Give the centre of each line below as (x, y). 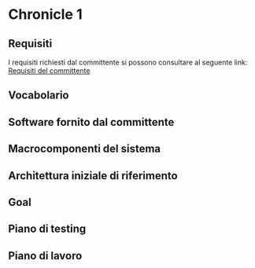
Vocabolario (39, 95)
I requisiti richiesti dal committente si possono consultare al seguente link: (128, 62)
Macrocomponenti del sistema (85, 149)
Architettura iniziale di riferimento (93, 176)
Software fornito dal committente (91, 122)
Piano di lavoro (45, 256)
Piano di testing (47, 229)
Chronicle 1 (45, 15)
